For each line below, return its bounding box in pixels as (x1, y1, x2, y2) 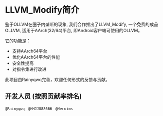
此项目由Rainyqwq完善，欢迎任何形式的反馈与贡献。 (5, 76, 110, 83)
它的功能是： (5, 37, 31, 44)
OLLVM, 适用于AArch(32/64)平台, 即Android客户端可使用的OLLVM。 (5, 27, 143, 33)
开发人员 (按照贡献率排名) (5, 92, 82, 100)
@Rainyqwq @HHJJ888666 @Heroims (5, 106, 73, 111)
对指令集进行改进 (12, 66, 47, 72)
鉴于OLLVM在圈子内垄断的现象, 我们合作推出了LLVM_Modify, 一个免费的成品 (5, 21, 159, 27)
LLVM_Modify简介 (5, 4, 79, 16)
